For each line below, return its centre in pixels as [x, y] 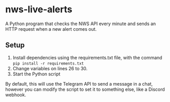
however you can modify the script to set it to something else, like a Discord [85, 89]
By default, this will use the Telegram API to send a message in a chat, [79, 84]
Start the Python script [37, 74]
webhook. [16, 95]
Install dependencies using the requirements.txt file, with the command [87, 57]
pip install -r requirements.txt [48, 63]
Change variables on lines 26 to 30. [50, 68]
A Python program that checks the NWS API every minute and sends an [81, 24]
